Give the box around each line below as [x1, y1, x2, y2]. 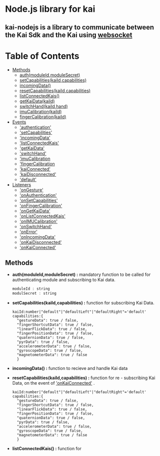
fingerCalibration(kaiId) [19, 114, 67, 120]
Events [12, 119, 27, 125]
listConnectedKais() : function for [12, 446, 82, 452]
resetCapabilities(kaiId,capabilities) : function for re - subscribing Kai [12, 375, 156, 381]
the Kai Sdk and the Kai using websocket [5, 30, 133, 39]
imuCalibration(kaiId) [19, 108, 62, 114]
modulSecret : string [12, 291, 56, 296]
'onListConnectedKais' [19, 213, 66, 219]
